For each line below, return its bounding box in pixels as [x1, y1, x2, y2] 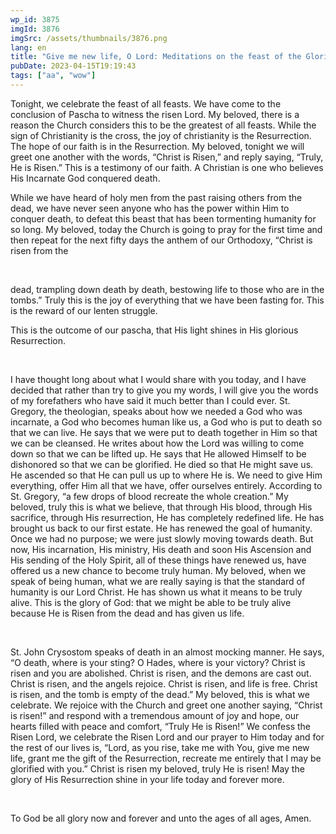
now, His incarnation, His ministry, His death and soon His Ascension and [10, 543, 312, 555]
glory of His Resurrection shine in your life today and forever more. [10, 773, 285, 785]
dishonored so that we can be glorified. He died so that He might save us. [10, 458, 314, 470]
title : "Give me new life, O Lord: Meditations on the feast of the [10, 52, 302, 62]
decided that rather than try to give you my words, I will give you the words [10, 384, 319, 396]
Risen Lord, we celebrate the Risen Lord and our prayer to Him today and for [10, 731, 325, 743]
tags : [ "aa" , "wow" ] [10, 71, 97, 81]
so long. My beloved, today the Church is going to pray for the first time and [10, 223, 323, 235]
